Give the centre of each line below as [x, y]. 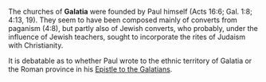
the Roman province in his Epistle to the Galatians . [90, 69]
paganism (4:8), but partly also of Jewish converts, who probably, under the [133, 28]
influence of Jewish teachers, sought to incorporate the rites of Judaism [127, 37]
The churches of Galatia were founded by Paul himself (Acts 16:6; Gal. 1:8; [130, 12]
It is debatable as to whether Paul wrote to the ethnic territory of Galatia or [130, 61]
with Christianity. [36, 45]
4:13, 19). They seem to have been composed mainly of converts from [123, 20]
